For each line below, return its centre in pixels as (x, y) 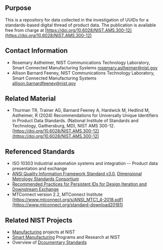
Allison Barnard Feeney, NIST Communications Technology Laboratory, (83, 73)
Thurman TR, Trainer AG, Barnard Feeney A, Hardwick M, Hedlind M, (81, 110)
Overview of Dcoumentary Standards (49, 242)
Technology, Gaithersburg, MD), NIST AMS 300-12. (63, 126)
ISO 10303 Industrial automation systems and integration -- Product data (85, 164)
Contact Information (36, 51)
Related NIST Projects (39, 220)
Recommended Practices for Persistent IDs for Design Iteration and (79, 184)
